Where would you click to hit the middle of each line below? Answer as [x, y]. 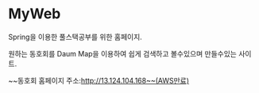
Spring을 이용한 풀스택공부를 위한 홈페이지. [75, 37]
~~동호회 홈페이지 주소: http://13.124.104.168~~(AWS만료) [99, 80]
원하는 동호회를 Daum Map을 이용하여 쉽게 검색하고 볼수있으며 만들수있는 [122, 53]
